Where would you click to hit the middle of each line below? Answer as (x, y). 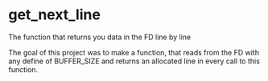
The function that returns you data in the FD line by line (100, 37)
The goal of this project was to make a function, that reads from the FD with (134, 52)
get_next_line (54, 15)
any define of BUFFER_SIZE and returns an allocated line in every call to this (134, 61)
